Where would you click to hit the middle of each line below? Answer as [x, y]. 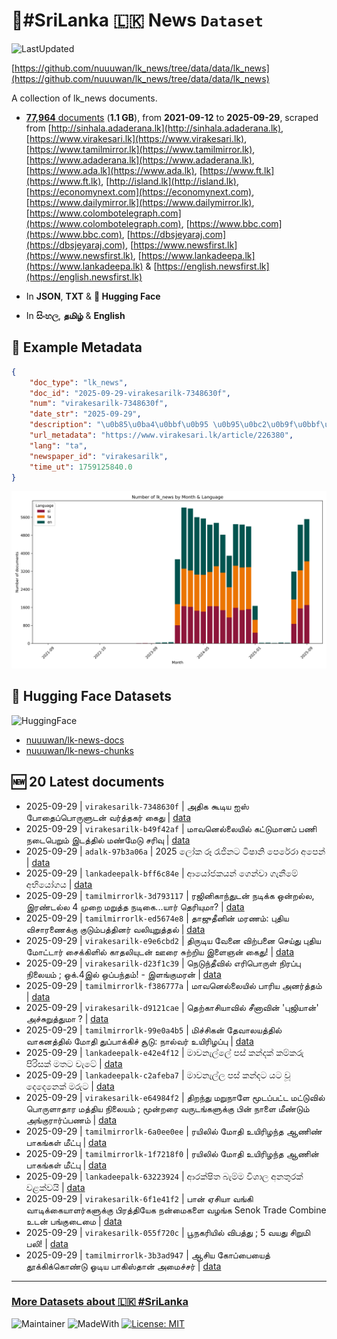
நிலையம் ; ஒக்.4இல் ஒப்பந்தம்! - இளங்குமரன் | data [123, 974]
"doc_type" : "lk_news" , [79, 382]
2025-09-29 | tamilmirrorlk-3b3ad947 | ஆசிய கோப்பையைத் [148, 1255]
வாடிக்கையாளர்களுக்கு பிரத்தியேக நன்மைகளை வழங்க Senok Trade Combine [176, 1210]
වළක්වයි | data [55, 1187]
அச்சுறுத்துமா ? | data [67, 1018]
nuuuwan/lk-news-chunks [79, 750]
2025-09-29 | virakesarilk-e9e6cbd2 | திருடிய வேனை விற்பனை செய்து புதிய [173, 940]
